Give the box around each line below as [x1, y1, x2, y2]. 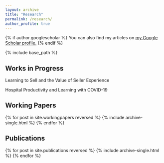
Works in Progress [5, 64, 64, 73]
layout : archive [5, 7, 39, 12]
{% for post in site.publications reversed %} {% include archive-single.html [5, 147, 160, 153]
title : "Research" [5, 12, 43, 17]
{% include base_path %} [5, 50, 58, 56]
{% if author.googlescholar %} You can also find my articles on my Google [5, 35, 158, 41]
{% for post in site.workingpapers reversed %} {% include [5, 114, 125, 120]
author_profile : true [5, 21, 50, 26]
